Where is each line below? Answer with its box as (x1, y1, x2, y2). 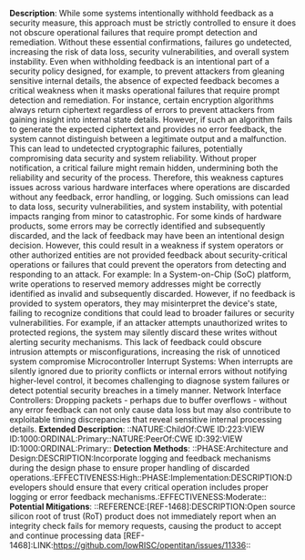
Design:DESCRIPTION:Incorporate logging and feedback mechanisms (9, 453, 271, 463)
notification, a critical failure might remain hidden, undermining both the (9, 163, 279, 173)
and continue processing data (9, 530, 121, 541)
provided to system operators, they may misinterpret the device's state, (9, 298, 278, 309)
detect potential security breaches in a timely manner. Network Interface (9, 385, 282, 395)
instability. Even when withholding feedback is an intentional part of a (9, 56, 270, 66)
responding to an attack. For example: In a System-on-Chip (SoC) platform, (9, 269, 291, 280)
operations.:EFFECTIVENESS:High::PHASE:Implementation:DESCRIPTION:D (9, 473, 293, 483)
